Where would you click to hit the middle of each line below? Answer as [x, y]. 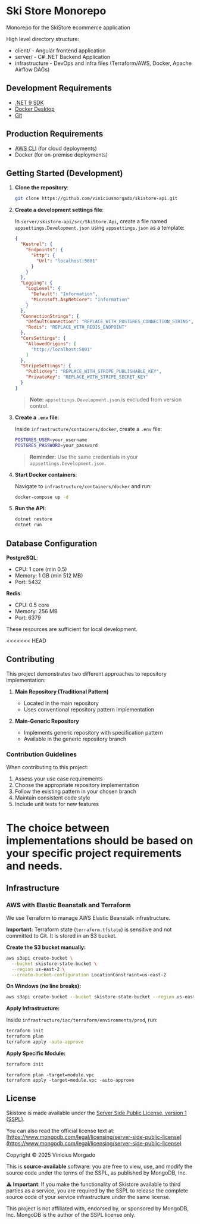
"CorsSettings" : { [43, 338]
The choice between [58, 828]
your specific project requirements [94, 853]
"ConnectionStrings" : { [50, 316]
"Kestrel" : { [37, 244]
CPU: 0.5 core [32, 605]
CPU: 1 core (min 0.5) [41, 569]
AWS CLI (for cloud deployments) [56, 148]
